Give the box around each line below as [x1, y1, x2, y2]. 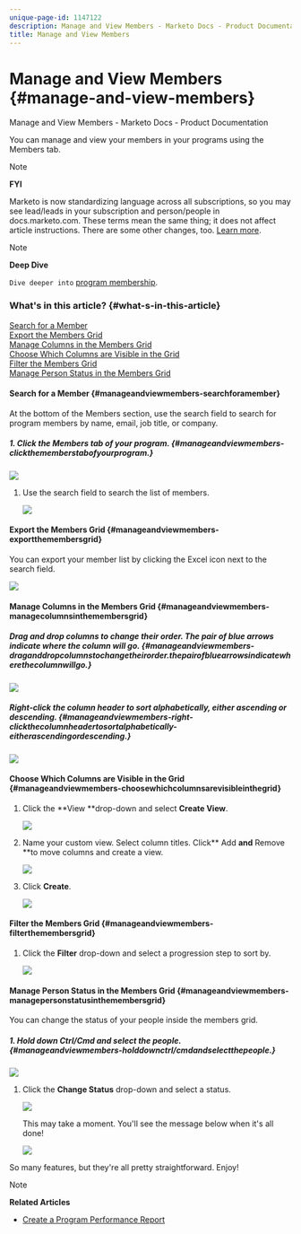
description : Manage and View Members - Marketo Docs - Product [9, 22, 254, 31]
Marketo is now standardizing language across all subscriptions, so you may [9, 197, 291, 207]
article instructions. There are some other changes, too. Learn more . [9, 225, 262, 236]
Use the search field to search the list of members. [21, 486, 210, 498]
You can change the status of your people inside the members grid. [9, 1015, 258, 1026]
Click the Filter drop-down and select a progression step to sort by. [21, 948, 271, 958]
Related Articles [9, 1197, 71, 1208]
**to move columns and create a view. [21, 846, 164, 857]
